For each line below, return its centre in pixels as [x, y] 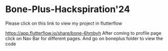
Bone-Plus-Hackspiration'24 [68, 9]
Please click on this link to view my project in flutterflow [64, 23]
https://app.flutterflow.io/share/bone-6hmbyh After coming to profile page [83, 33]
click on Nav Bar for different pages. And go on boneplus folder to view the [84, 38]
